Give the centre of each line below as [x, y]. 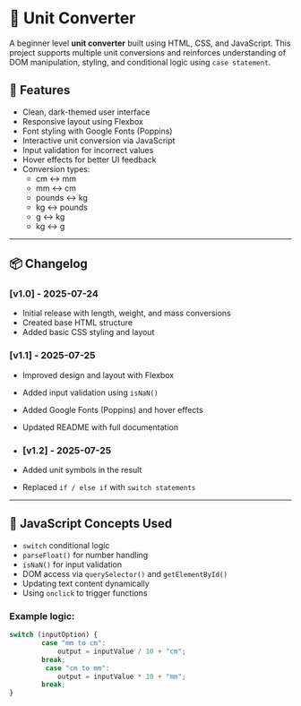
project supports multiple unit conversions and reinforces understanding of [148, 52]
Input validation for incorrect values [88, 150]
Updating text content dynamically [86, 583]
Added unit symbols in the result [82, 470]
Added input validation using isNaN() [90, 392]
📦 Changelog [48, 264]
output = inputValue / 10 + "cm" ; [121, 651]
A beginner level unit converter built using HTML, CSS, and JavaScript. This [150, 43]
